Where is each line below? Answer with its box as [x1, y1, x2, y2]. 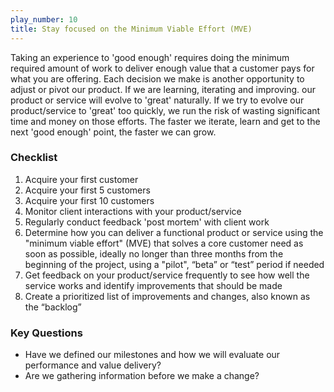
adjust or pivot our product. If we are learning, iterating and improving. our [10, 83, 317, 95]
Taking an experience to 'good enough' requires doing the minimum [10, 51, 290, 63]
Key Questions [10, 326, 83, 340]
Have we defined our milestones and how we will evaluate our [24, 349, 281, 361]
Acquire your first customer [24, 173, 139, 185]
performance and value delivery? [24, 359, 162, 371]
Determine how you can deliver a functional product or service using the [24, 226, 324, 238]
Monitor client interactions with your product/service [24, 205, 242, 217]
